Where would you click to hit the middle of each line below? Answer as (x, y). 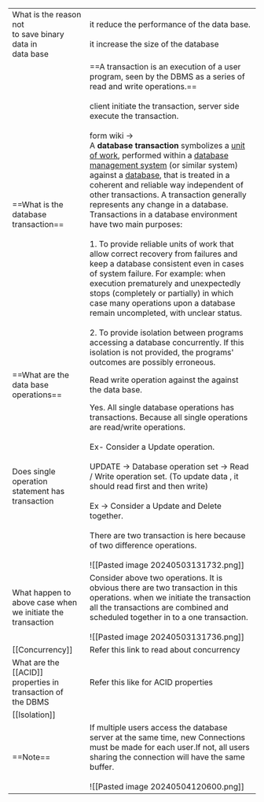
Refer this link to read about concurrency (165, 650)
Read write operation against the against (164, 380)
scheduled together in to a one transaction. (169, 617)
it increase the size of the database (154, 44)
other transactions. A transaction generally (168, 195)
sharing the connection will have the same (167, 757)
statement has (38, 491)
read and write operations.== (143, 86)
